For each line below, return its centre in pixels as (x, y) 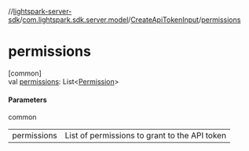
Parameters (27, 99)
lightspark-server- (42, 11)
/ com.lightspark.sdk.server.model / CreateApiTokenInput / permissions (130, 20)
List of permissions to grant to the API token (145, 135)
